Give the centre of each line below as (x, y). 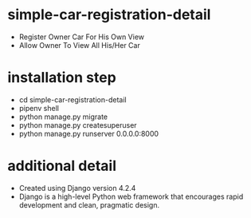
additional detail (62, 166)
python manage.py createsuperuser (78, 125)
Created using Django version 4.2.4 (77, 188)
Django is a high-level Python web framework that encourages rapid (131, 196)
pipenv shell (39, 108)
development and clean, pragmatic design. (89, 204)
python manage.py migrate (63, 117)
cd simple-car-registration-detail (73, 99)
